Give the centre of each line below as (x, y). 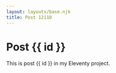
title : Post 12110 (29, 17)
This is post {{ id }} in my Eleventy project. (58, 63)
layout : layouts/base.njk (38, 12)
